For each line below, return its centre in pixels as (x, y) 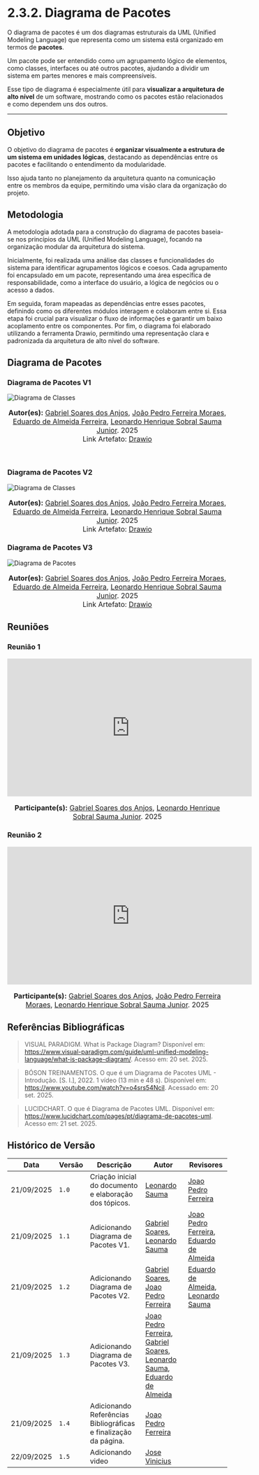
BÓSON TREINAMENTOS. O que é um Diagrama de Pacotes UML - (120, 1072)
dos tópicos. (110, 1203)
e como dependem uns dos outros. (58, 104)
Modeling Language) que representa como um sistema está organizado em (115, 39)
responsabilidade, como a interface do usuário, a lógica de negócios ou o (113, 282)
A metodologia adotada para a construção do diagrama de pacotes (104, 232)
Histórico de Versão (51, 1146)
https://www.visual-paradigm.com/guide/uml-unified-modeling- (117, 1051)
